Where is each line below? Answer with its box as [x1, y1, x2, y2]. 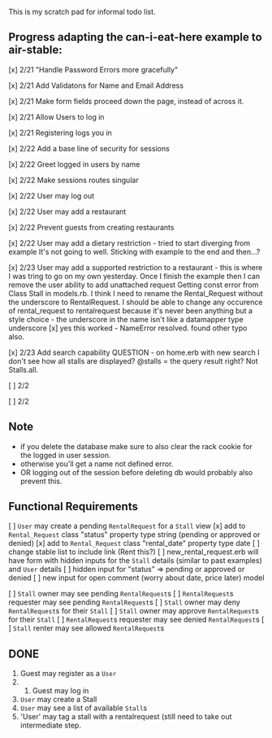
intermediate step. [19, 720, 81, 731]
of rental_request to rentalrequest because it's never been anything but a [8, 305, 253, 316]
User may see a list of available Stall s [19, 703, 148, 713]
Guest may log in [32, 686, 89, 696]
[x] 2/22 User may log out [8, 190, 95, 200]
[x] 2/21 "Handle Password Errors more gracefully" [8, 64, 179, 74]
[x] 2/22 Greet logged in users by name [8, 159, 140, 169]
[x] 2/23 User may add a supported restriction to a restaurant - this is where [8, 262, 263, 272]
